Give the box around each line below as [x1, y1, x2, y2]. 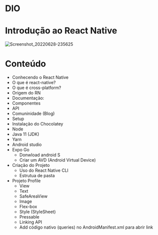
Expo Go [12, 147, 30, 153]
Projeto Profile [12, 178, 41, 184]
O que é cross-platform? [12, 85, 62, 90]
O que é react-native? [12, 80, 56, 86]
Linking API [19, 219, 42, 225]
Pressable [19, 214, 40, 220]
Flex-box [19, 204, 37, 210]
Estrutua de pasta [19, 173, 55, 179]
